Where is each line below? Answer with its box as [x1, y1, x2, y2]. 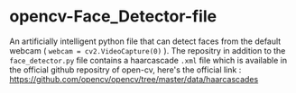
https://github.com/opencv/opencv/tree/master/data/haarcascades [9, 73, 259, 84]
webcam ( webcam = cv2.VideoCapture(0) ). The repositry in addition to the [9, 45, 286, 55]
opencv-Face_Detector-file [9, 6, 217, 27]
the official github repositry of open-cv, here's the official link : [9, 64, 242, 75]
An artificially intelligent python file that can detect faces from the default [9, 36, 282, 46]
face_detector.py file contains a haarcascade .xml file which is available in [9, 55, 287, 65]
